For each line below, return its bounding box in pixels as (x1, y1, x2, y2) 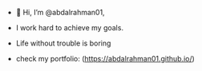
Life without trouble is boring (15, 38, 111, 48)
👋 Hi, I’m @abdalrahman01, (15, 8, 106, 17)
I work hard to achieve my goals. (15, 23, 124, 32)
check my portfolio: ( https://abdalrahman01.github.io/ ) (15, 54, 195, 63)
